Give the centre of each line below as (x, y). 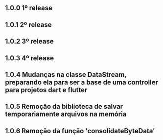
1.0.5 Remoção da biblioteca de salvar (64, 106)
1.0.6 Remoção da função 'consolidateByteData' (80, 131)
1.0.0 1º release (29, 8)
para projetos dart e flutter (46, 90)
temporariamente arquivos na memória (66, 114)
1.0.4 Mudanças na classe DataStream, (66, 75)
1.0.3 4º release (29, 58)
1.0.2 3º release (29, 41)
